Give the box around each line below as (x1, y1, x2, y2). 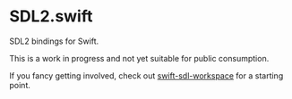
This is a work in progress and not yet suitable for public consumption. (9, 53, 270, 63)
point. (9, 79, 31, 90)
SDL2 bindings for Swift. (9, 36, 99, 46)
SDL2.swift (9, 6, 93, 27)
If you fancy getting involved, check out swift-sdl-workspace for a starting (9, 70, 284, 81)
